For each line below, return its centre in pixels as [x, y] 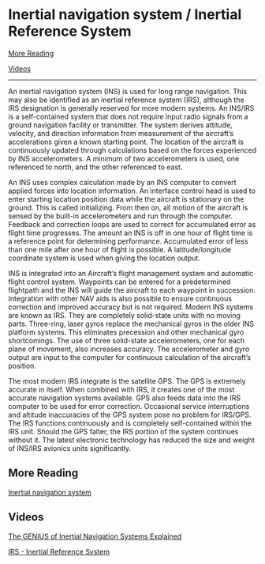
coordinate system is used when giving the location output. [105, 258]
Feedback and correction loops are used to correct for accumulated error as [132, 224]
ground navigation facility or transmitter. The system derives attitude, [120, 125]
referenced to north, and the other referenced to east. [95, 167]
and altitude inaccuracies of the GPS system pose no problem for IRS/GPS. [130, 414]
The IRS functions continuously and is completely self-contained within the [130, 423]
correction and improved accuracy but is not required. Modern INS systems [131, 307]
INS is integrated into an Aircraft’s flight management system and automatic [131, 273]
